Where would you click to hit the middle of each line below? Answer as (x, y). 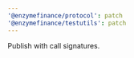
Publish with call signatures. (54, 45)
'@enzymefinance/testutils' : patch (67, 23)
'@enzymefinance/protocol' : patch (65, 15)
